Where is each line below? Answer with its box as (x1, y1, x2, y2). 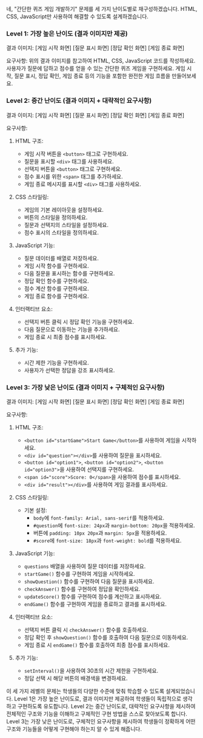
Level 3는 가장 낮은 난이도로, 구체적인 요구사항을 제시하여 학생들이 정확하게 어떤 (6, 717, 196, 725)
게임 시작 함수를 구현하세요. (24, 262, 89, 269)
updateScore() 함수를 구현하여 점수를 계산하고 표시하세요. (24, 593, 162, 600)
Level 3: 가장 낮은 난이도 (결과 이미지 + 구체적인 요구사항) (6, 383, 165, 392)
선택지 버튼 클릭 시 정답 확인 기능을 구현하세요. (24, 318, 135, 325)
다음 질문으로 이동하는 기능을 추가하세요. (24, 326, 120, 333)
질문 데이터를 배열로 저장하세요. (24, 254, 99, 262)
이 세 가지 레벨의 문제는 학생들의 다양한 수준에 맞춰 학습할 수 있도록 (6, 687, 165, 694)
